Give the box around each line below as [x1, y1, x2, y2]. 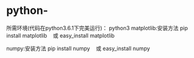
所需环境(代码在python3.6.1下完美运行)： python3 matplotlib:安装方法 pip [6, 24, 188, 31]
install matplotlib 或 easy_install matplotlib [6, 31, 115, 39]
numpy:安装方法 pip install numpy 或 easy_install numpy [6, 45, 150, 52]
